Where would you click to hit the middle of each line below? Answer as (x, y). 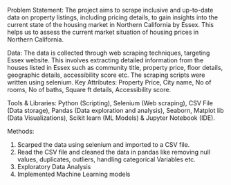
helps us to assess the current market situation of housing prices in (103, 32)
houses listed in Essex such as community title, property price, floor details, (115, 68)
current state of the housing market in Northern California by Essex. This (111, 25)
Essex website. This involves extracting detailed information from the (105, 60)
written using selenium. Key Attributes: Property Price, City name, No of (109, 82)
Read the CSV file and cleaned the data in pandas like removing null (114, 152)
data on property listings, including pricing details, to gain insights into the (113, 17)
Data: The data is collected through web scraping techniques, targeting (109, 53)
